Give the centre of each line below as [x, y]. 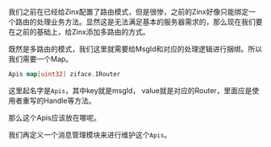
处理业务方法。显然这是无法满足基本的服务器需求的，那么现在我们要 [149, 22]
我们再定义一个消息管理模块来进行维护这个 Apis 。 [90, 134]
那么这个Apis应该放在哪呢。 [55, 117]
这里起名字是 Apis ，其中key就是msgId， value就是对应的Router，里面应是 [130, 90]
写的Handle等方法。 [63, 100]
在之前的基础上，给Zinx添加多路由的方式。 [79, 32]
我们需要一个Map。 [41, 59]
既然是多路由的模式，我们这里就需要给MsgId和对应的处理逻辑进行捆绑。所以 [135, 49]
